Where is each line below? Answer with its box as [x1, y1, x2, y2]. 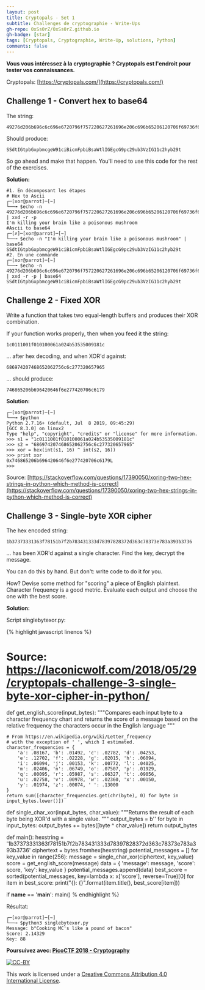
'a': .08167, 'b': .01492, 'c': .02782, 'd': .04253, [17, 750, 157, 756]
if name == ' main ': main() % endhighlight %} [6, 891, 120, 898]
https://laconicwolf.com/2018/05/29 [6, 663, 197, 677]
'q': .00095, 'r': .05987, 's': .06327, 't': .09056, [17, 772, 157, 778]
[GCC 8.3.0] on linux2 [6, 425, 64, 431]
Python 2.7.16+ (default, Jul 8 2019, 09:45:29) [6, 420, 135, 426]
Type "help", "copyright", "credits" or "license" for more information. [6, 431, 198, 437]
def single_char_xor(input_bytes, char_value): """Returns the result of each [6, 809, 194, 816]
